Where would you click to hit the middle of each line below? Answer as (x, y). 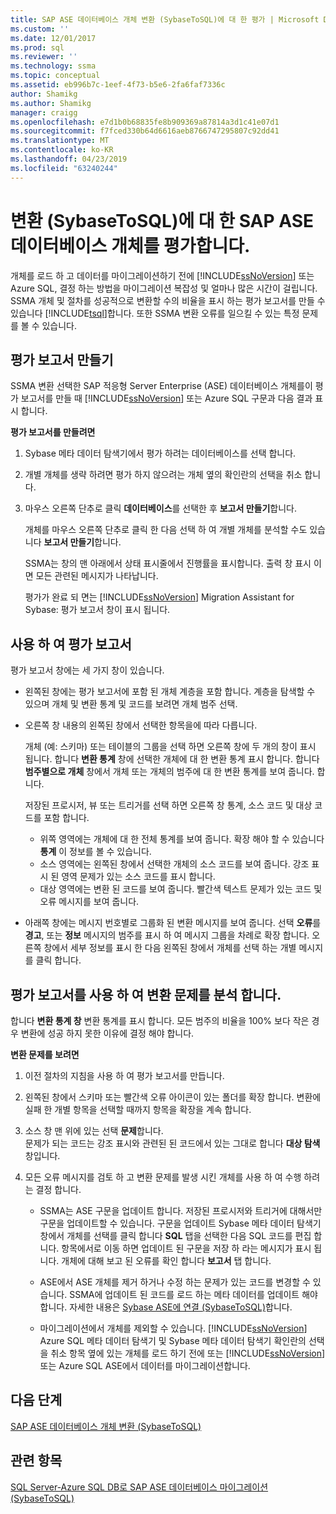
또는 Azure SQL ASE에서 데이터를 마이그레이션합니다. (145, 1365)
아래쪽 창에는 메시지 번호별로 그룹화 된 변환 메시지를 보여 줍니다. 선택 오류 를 (173, 923)
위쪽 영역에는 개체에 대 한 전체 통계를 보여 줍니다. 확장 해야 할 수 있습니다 (182, 839)
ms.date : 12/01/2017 (53, 38)
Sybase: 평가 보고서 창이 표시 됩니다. (97, 610)
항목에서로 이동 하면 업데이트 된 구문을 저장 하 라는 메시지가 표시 (186, 1248)
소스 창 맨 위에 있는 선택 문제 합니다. (94, 1130)
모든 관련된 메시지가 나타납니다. (97, 576)
